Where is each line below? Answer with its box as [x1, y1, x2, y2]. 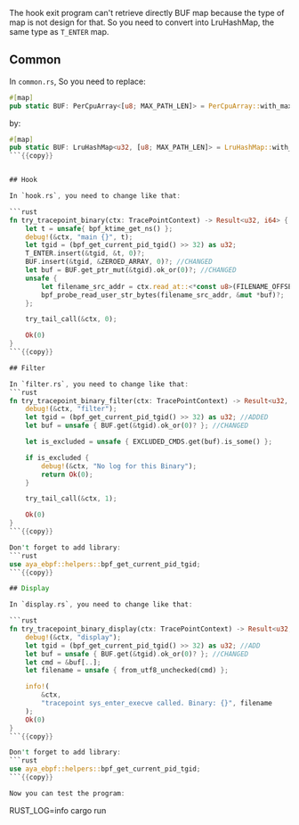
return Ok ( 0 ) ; [41, 470, 93, 479]
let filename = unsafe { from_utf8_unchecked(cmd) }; [25, 666, 229, 675]
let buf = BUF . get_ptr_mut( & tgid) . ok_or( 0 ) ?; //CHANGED [25, 266, 238, 275]
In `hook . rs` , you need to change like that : [9, 192, 181, 201]
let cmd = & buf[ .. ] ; [25, 657, 101, 667]
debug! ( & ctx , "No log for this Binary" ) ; [41, 461, 198, 471]
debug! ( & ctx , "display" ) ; [25, 632, 122, 641]
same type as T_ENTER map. [9, 27, 109, 37]
